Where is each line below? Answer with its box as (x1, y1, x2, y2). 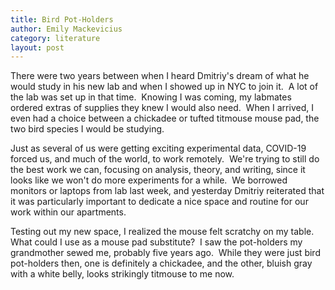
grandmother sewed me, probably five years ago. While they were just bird (10, 247, 321, 259)
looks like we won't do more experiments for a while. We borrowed (10, 174, 288, 186)
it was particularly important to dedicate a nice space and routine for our (10, 196, 309, 208)
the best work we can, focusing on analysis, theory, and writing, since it (10, 164, 306, 176)
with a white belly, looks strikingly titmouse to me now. (10, 268, 235, 280)
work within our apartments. (10, 206, 127, 218)
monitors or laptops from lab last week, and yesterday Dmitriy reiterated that (10, 185, 325, 197)
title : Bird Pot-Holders (10, 14, 114, 25)
